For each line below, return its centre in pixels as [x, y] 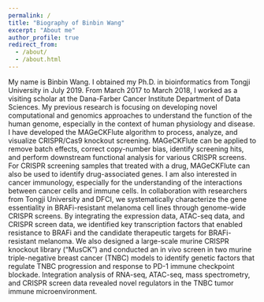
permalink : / [30, 15]
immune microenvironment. [53, 291]
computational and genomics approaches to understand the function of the [130, 115]
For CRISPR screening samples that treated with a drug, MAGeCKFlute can [129, 166]
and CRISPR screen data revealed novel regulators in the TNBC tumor [121, 283]
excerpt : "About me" [42, 30]
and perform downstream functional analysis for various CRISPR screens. [127, 157]
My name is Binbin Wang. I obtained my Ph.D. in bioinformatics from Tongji [129, 82]
